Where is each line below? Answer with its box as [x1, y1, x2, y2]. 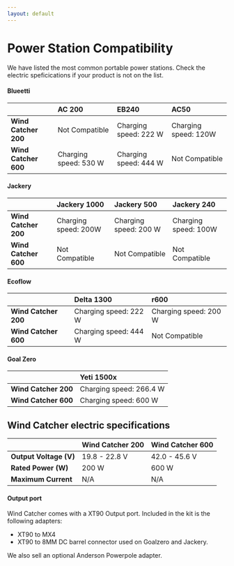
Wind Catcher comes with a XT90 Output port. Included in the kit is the [7, 509, 210, 518]
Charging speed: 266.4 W [79, 385, 165, 394]
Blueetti [7, 87, 31, 95]
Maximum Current [10, 475, 73, 484]
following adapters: [7, 517, 63, 526]
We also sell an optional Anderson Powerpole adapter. [7, 551, 162, 560]
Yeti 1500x [79, 373, 117, 382]
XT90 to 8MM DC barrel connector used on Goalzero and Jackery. [17, 538, 208, 546]
